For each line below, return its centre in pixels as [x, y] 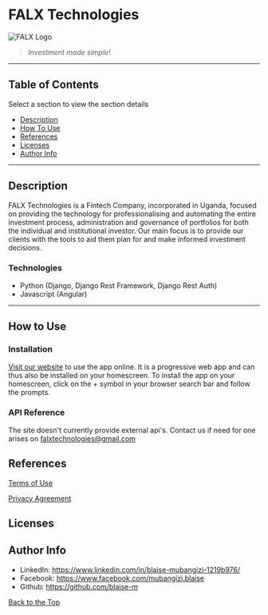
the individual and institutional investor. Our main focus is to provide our [126, 231]
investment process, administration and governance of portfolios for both [128, 222]
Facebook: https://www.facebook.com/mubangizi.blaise [112, 578]
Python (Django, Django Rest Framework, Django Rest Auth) [118, 286]
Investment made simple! [69, 52]
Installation [31, 349]
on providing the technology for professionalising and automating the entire [132, 214]
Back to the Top [34, 602]
